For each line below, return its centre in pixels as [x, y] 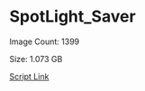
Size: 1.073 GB [36, 59]
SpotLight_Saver [73, 17]
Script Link [29, 76]
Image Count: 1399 [44, 41]
